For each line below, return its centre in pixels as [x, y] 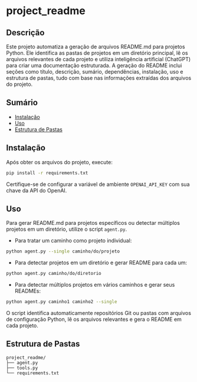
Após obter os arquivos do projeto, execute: [60, 162]
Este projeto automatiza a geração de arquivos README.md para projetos [96, 46]
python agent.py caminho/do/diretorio [54, 274]
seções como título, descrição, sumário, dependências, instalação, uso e [95, 72]
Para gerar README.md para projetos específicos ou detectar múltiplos [93, 223]
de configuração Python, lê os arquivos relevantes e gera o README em [94, 319]
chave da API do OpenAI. [37, 190]
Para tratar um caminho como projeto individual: [73, 241]
